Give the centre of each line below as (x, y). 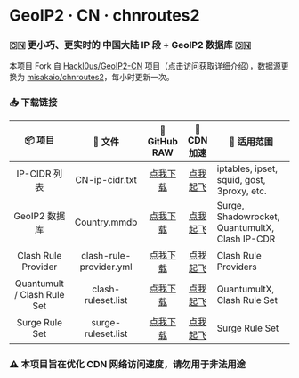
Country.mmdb (106, 222)
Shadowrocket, (248, 217)
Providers (237, 267)
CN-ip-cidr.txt (106, 179)
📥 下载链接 (33, 103)
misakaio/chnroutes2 (65, 78)
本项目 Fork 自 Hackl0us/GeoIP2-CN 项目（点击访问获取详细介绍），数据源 (145, 66)
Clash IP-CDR (246, 239)
